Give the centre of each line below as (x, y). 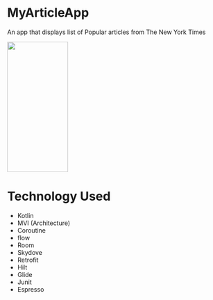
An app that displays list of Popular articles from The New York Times (106, 32)
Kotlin (25, 215)
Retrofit (28, 260)
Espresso (31, 289)
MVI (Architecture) (44, 223)
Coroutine (32, 230)
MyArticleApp (48, 13)
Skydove (30, 252)
